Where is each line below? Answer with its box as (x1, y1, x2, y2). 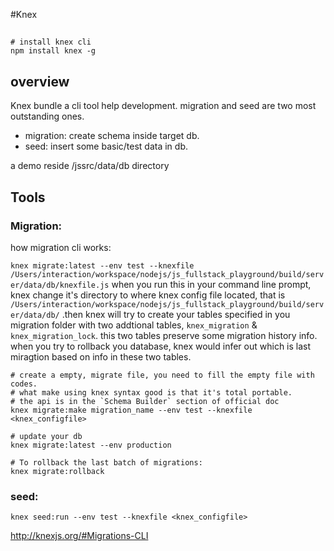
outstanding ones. (10, 110, 85, 123)
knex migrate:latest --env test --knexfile (10, 260, 195, 271)
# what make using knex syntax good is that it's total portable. (10, 387, 293, 398)
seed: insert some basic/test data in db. (24, 140, 188, 153)
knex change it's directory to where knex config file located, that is (10, 289, 286, 301)
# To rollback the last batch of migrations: (10, 457, 203, 468)
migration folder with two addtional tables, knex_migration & (10, 319, 258, 331)
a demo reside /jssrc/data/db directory (10, 160, 170, 172)
